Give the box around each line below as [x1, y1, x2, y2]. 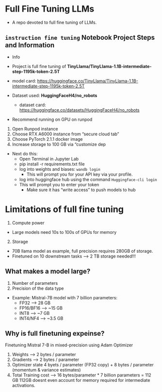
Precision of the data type [12, 285, 64, 291]
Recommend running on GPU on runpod [12, 116, 93, 122]
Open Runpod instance [12, 126, 58, 131]
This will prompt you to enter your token [19, 181, 99, 187]
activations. [12, 382, 35, 389]
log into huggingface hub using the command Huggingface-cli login [19, 176, 158, 182]
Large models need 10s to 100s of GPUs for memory [12, 229, 117, 235]
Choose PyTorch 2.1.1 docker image [12, 136, 83, 142]
